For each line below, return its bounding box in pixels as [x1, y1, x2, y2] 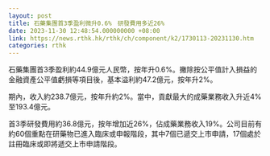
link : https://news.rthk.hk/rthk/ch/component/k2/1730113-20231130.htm [8, 34, 254, 43]
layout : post [8, 11, 52, 20]
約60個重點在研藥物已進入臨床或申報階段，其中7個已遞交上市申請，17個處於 [8, 129, 262, 139]
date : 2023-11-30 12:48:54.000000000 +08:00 [8, 27, 160, 35]
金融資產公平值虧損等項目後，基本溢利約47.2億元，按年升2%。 [8, 75, 218, 84]
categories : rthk [8, 42, 67, 50]
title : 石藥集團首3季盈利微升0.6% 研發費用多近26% [8, 19, 165, 27]
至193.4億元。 [8, 102, 55, 112]
